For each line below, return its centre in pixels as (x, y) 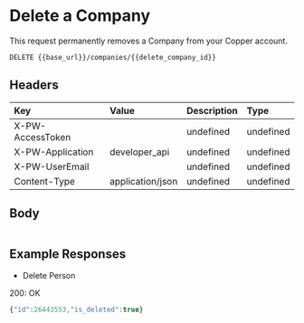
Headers (34, 85)
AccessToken (43, 137)
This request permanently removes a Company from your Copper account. (148, 41)
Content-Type (44, 181)
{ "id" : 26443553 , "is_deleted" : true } (76, 310)
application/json (144, 181)
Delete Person (49, 276)
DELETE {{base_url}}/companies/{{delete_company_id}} (113, 57)
